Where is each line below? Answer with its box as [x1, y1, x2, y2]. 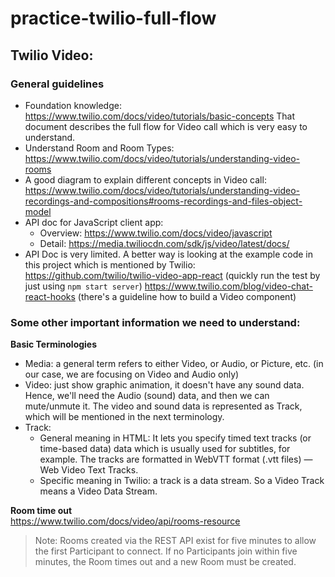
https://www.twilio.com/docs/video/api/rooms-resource [10, 515, 241, 527]
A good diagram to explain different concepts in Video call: [24, 173, 267, 186]
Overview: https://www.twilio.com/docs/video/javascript [39, 227, 273, 239]
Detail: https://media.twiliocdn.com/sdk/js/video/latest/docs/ [39, 237, 290, 249]
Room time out [10, 505, 73, 517]
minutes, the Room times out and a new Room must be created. [34, 556, 297, 568]
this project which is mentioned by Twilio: [24, 258, 196, 271]
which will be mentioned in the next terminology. [24, 411, 225, 423]
